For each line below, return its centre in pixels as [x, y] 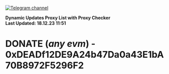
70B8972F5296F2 [45, 66]
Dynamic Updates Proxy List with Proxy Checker [58, 18]
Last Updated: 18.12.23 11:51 [36, 23]
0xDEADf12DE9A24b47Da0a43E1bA [84, 55]
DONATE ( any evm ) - [50, 44]
